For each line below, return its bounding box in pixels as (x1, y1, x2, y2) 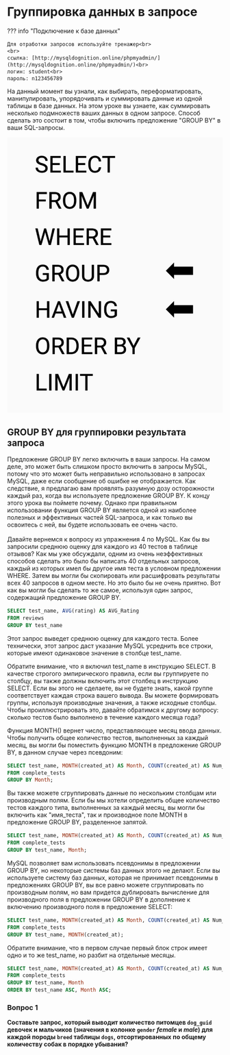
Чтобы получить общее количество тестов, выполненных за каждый (7, 733, 209, 741)
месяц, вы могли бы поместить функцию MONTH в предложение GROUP (7, 741, 221, 749)
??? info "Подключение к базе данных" (7, 27, 121, 35)
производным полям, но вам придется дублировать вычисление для (7, 888, 210, 896)
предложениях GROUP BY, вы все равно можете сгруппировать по (7, 880, 204, 889)
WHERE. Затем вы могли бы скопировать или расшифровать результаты (7, 572, 220, 580)
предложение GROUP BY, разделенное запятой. (7, 818, 149, 826)
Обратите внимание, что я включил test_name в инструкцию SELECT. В (7, 662, 216, 670)
